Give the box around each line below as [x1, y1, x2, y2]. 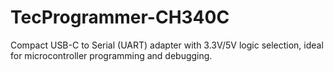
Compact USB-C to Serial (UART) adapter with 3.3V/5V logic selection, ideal [10, 39, 324, 51]
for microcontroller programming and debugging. [10, 49, 213, 61]
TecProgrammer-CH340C [10, 6, 230, 29]
